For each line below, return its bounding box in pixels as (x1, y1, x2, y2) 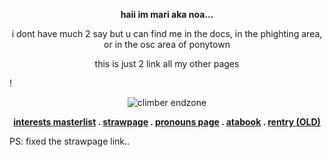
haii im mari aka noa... (120, 9, 214, 20)
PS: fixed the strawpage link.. (9, 135, 131, 147)
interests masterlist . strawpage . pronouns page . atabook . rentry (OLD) (13, 116, 321, 128)
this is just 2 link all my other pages (94, 58, 240, 69)
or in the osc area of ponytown (103, 39, 231, 50)
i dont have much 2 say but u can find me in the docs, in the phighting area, (11, 28, 323, 39)
